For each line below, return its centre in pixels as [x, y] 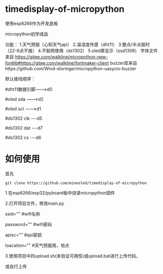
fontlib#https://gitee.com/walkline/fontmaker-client [57, 63]
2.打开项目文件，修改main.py [35, 203]
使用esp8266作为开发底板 [32, 23]
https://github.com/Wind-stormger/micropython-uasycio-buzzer [71, 68]
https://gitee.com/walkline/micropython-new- [61, 57]
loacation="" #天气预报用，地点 [37, 245]
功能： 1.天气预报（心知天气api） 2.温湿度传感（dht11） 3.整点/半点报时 [78, 44]
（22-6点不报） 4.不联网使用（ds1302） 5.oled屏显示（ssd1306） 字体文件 [81, 50]
